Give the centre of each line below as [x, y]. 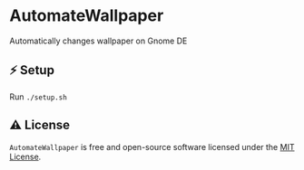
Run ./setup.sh [39, 97]
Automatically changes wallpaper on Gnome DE [98, 41]
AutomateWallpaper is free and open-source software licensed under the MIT [152, 146]
